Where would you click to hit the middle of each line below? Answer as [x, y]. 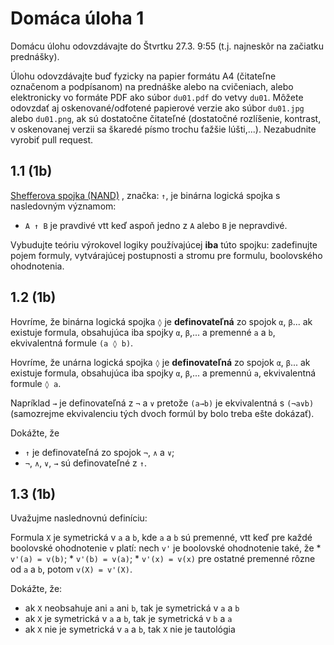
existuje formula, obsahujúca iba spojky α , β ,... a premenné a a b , [143, 332]
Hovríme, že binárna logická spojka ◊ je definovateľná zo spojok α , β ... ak [161, 321]
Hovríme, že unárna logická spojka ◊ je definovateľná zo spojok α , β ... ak [160, 362]
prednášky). [35, 56]
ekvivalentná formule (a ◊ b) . [72, 343]
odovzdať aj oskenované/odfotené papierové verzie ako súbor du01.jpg [157, 108]
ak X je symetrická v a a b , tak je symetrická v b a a [128, 619]
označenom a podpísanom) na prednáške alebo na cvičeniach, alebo [152, 86]
